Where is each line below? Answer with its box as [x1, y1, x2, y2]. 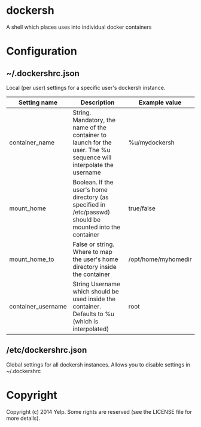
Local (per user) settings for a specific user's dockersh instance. [6, 84, 166, 91]
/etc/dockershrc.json [6, 345, 87, 355]
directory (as [72, 193, 109, 201]
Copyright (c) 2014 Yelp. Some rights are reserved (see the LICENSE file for [6, 408, 193, 415]
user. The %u [72, 146, 111, 154]
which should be [72, 287, 120, 295]
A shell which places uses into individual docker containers [6, 23, 152, 31]
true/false [128, 204, 156, 213]
